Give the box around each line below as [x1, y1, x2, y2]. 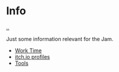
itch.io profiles [14, 53, 51, 60]
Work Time [14, 46, 42, 54]
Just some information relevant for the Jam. [6, 35, 114, 42]
